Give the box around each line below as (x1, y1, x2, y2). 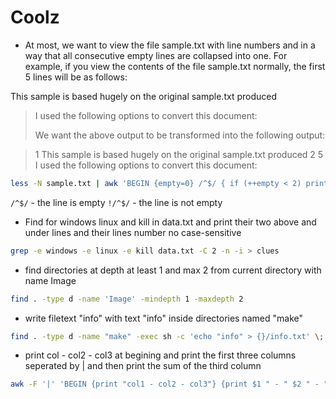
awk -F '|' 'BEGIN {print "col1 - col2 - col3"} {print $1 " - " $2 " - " (10, 379, 329, 390)
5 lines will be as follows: (24, 71, 128, 83)
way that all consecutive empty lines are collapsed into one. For (24, 49, 288, 61)
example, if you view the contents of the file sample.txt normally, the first (24, 60, 326, 72)
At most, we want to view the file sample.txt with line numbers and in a (24, 39, 316, 51)
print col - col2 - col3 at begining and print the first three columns (24, 349, 297, 361)
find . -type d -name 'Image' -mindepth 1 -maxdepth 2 (10, 294, 244, 304)
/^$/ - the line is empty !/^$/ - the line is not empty (10, 196, 223, 208)
